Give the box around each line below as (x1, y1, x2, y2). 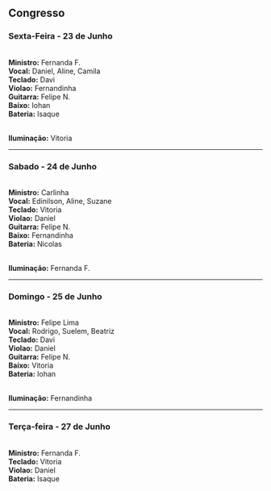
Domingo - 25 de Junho (8, 290, 102, 302)
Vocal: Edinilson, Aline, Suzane (8, 196, 112, 206)
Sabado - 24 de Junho (8, 160, 97, 172)
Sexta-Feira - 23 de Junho (8, 31, 113, 42)
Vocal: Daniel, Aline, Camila (8, 66, 101, 76)
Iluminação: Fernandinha (8, 393, 93, 403)
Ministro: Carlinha (8, 187, 69, 197)
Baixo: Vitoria (8, 360, 54, 370)
